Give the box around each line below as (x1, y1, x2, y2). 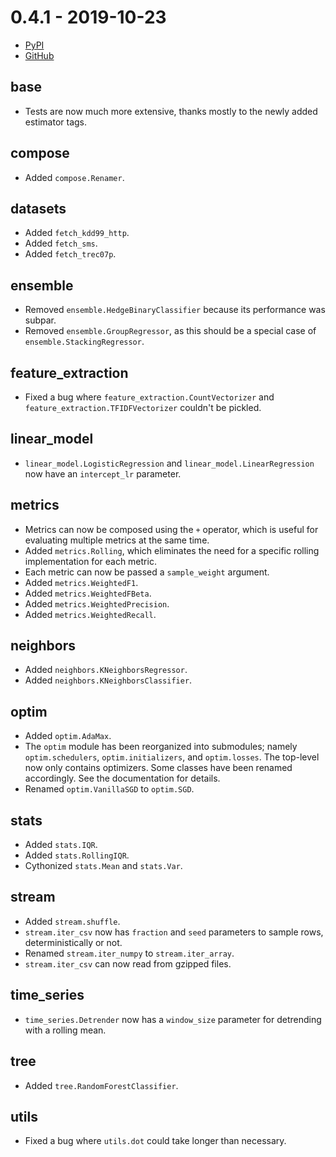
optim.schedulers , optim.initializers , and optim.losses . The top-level (24, 751, 320, 763)
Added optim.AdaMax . (24, 730, 112, 742)
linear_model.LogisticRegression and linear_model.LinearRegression (24, 457, 315, 469)
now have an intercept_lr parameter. (24, 467, 182, 480)
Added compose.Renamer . (24, 171, 125, 183)
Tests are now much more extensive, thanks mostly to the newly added (24, 105, 318, 117)
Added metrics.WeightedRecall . (24, 608, 157, 620)
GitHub (24, 49, 55, 61)
